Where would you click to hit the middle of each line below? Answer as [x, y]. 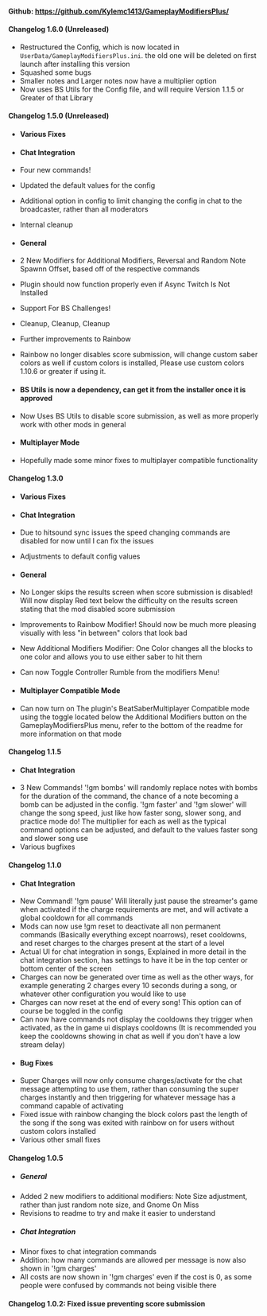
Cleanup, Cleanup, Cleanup [65, 324]
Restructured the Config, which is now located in [100, 47]
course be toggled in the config [71, 1011]
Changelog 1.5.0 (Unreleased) [59, 116]
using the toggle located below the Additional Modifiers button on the [133, 717]
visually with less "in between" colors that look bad [104, 633]
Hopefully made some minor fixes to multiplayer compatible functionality [139, 460]
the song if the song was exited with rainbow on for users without [127, 1123]
